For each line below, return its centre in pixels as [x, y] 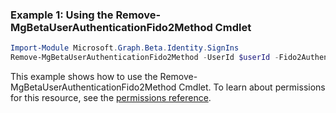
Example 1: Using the [62, 15]
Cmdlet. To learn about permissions [252, 87]
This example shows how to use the [84, 77]
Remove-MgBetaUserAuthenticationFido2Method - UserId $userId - [145, 58]
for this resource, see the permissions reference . [111, 98]
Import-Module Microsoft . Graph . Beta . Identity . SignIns [125, 48]
